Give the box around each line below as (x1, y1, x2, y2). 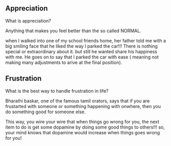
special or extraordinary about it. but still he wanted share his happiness (5, 48, 158, 54)
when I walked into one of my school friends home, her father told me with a (5, 37, 166, 44)
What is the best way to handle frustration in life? (5, 88, 109, 94)
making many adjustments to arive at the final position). (5, 59, 122, 66)
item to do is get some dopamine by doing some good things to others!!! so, (5, 124, 165, 130)
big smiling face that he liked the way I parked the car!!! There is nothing (5, 43, 158, 49)
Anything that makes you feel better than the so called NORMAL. (5, 28, 142, 34)
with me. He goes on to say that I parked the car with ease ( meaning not (5, 54, 159, 60)
